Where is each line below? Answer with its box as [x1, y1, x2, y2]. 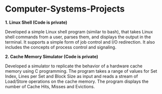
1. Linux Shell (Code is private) [5, 19, 68, 25]
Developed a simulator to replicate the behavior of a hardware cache [5, 63, 143, 69]
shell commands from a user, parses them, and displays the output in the [5, 34, 151, 40]
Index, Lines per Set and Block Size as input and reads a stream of [5, 73, 138, 79]
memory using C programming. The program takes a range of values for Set [5, 68, 157, 74]
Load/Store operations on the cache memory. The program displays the [5, 78, 149, 84]
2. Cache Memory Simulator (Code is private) [5, 53, 98, 59]
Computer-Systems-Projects [5, 3, 125, 15]
